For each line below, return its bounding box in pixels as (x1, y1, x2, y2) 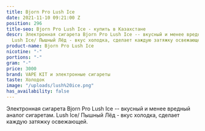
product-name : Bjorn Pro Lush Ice (6, 43, 95, 49)
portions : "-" (6, 54, 43, 60)
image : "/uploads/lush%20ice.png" (6, 83, 95, 89)
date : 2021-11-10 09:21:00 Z (6, 15, 81, 21)
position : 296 (6, 20, 43, 26)
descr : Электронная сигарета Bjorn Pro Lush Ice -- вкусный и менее (6, 32, 184, 38)
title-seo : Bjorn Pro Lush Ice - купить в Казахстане (6, 26, 146, 32)
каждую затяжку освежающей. (6, 118, 88, 125)
